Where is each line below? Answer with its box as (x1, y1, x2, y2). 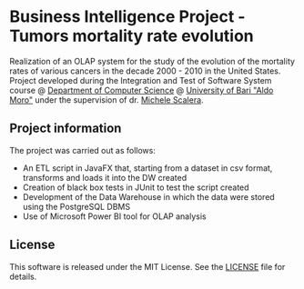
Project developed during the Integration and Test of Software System (9, 75, 272, 85)
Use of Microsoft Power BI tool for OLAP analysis (22, 211, 207, 222)
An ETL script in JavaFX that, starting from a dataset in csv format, (22, 162, 273, 174)
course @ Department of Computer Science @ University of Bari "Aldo (9, 85, 274, 95)
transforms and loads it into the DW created (22, 172, 187, 183)
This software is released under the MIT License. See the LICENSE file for (9, 261, 286, 272)
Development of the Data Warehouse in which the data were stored (22, 191, 275, 202)
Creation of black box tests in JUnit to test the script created (22, 182, 249, 193)
